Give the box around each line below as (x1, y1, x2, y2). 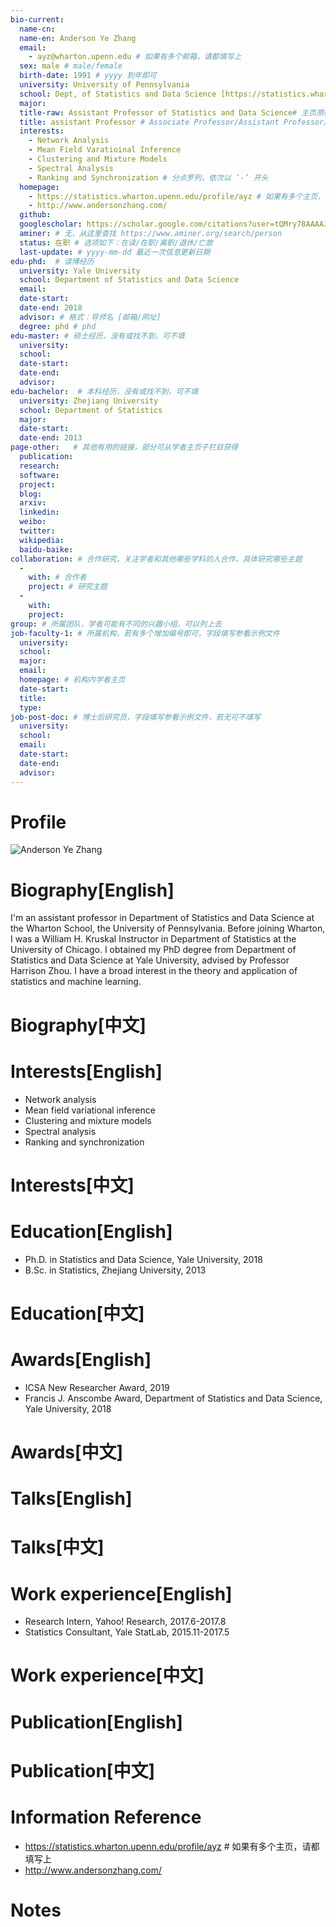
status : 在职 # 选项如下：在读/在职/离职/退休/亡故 (19, 237, 213, 248)
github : (19, 210, 52, 220)
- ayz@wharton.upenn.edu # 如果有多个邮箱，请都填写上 (28, 52, 242, 62)
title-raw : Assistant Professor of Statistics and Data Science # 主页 (19, 107, 317, 118)
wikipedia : (19, 535, 65, 545)
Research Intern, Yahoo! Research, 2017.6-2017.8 (24, 1616, 227, 1628)
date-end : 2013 (19, 433, 83, 443)
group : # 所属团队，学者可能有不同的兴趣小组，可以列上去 (10, 619, 222, 629)
